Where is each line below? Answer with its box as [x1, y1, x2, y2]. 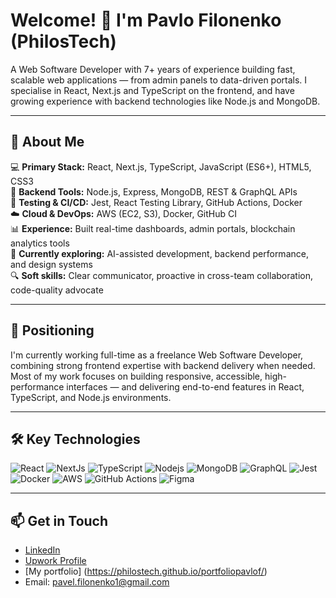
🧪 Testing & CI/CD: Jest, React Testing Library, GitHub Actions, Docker [10, 196, 303, 208]
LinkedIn [24, 544, 61, 556]
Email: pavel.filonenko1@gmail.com [24, 576, 170, 588]
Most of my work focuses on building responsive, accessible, [10, 370, 263, 382]
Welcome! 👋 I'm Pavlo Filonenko [10, 9, 282, 32]
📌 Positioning [10, 322, 95, 339]
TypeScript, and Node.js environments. [10, 391, 172, 403]
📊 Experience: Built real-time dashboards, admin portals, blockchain [10, 222, 296, 234]
